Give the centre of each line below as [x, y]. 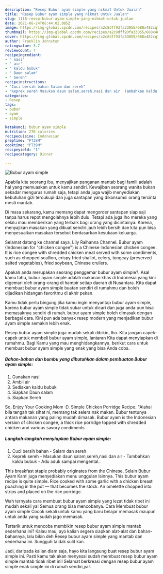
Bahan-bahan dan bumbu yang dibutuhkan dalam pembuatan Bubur [76, 359]
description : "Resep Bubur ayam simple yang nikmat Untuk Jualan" [73, 10]
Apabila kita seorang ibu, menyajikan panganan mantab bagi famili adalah [79, 182]
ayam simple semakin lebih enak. [38, 323]
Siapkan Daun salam [33, 392]
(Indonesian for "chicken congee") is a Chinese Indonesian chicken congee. [81, 247]
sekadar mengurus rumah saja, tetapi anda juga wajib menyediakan [72, 192]
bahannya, [16, 536]
